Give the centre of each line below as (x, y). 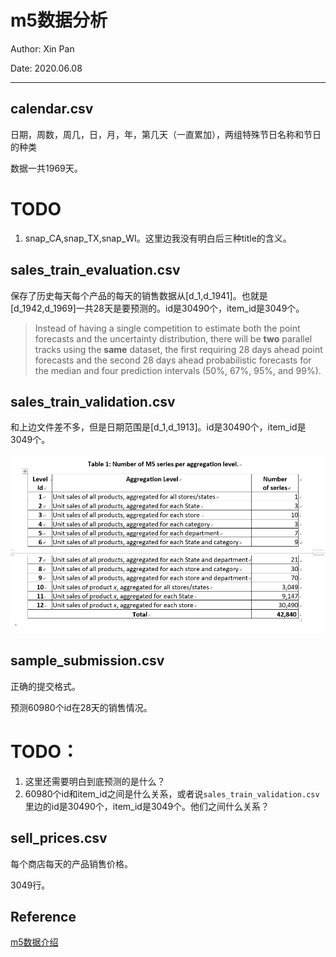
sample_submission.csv (87, 661)
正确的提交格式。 (45, 686)
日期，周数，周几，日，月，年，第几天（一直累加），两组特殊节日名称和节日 (166, 134)
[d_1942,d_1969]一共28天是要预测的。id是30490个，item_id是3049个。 (157, 308)
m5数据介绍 (34, 942)
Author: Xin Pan (42, 48)
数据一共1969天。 (46, 168)
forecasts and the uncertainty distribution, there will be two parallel (173, 338)
